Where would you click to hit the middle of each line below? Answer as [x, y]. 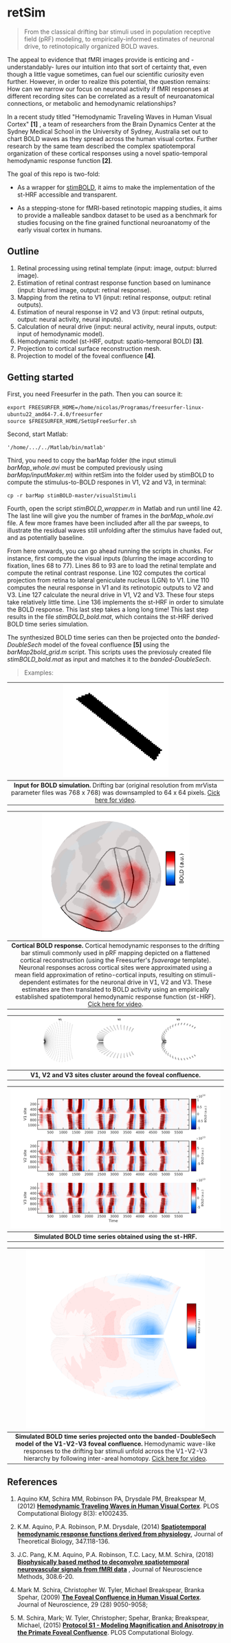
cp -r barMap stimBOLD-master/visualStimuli [72, 496]
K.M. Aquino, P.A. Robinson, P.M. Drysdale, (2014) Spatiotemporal [111, 1526]
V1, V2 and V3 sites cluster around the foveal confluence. [115, 1075]
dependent [35, 982]
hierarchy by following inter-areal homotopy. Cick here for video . [115, 1459]
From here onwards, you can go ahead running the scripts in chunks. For [110, 551]
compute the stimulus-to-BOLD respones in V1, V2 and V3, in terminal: [107, 482]
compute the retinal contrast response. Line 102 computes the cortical [107, 573]
